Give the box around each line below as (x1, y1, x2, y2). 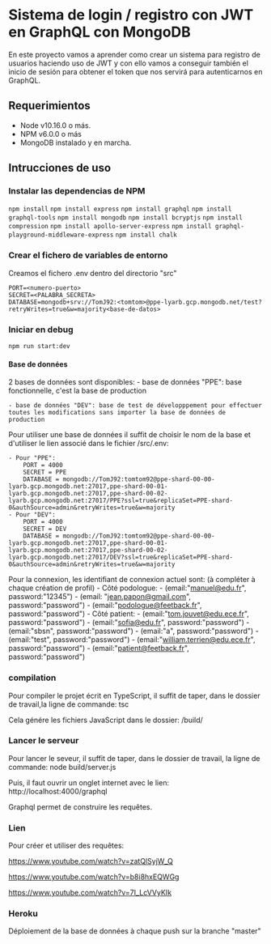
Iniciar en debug (8, 324, 74, 335)
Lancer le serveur (8, 735, 79, 746)
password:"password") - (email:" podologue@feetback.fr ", (8, 601, 202, 610)
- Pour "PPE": (8, 454, 57, 462)
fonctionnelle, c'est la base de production (8, 386, 147, 396)
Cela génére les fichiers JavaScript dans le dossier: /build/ (8, 715, 204, 725)
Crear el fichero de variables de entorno (8, 249, 168, 261)
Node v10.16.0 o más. (19, 120, 91, 130)
